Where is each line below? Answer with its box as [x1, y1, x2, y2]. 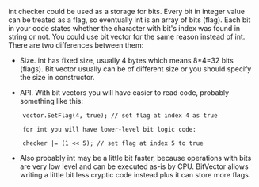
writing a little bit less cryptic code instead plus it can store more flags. [19, 170, 251, 179]
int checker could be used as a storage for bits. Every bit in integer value [8, 7, 246, 16]
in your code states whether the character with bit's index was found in [8, 24, 241, 32]
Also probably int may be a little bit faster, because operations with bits [19, 154, 252, 162]
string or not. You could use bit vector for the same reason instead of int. [8, 32, 246, 41]
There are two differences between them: [8, 40, 144, 50]
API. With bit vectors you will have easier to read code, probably [19, 88, 230, 97]
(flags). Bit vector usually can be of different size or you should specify [19, 64, 252, 74]
